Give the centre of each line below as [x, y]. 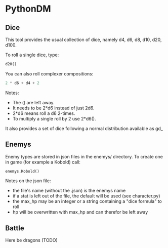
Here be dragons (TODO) [32, 240]
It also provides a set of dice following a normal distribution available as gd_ [84, 128]
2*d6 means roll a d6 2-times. [44, 113]
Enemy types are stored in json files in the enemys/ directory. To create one [84, 156]
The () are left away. [33, 102]
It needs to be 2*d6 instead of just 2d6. [53, 108]
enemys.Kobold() [22, 171]
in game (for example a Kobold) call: [43, 162]
